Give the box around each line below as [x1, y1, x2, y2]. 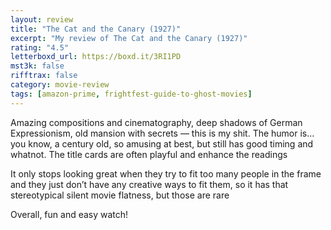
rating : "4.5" [10, 42, 70, 53]
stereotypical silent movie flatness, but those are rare [10, 189, 230, 201]
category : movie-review [10, 80, 110, 90]
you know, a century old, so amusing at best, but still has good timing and [10, 137, 314, 150]
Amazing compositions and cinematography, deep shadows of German [10, 116, 303, 128]
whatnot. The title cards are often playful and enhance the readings [10, 148, 288, 160]
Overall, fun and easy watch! [10, 208, 129, 220]
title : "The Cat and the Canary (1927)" [10, 24, 182, 34]
